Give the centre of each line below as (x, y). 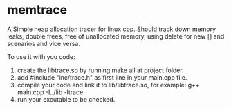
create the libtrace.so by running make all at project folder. (101, 70)
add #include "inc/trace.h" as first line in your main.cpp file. (102, 77)
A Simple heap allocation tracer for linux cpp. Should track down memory (112, 29)
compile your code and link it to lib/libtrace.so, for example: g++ (109, 85)
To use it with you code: (41, 56)
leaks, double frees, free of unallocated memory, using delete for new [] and (116, 36)
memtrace (37, 10)
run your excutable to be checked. (66, 99)
